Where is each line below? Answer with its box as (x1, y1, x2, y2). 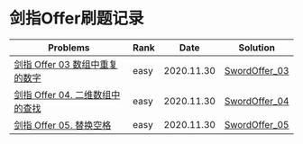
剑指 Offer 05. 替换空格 (14, 119, 112, 131)
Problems (48, 41, 90, 54)
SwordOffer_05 (224, 118, 289, 130)
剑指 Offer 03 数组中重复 (14, 58, 118, 70)
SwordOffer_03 (224, 64, 289, 76)
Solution (238, 41, 275, 54)
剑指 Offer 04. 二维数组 (14, 88, 112, 101)
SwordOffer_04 (224, 94, 289, 107)
